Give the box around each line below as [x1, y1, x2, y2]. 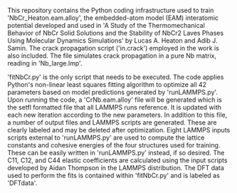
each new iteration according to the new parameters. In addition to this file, [7, 110, 228, 119]
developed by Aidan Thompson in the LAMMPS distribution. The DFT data [7, 164, 224, 172]
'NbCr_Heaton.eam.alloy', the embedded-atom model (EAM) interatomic [7, 14, 219, 22]
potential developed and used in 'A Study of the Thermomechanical [7, 21, 205, 29]
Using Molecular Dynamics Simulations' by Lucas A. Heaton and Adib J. [7, 36, 218, 45]
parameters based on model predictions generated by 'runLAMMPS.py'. [7, 88, 218, 96]
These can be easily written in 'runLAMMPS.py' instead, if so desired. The [7, 149, 225, 157]
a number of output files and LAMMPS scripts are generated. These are [7, 118, 217, 127]
